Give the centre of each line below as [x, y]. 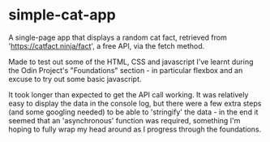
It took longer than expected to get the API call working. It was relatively [129, 94]
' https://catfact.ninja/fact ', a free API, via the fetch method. [107, 45]
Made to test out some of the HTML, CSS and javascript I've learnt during [131, 62]
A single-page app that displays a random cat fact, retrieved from [118, 37]
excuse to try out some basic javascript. [75, 79]
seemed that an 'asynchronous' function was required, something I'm [124, 120]
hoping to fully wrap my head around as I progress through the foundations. [135, 129]
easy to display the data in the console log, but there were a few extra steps [135, 103]
